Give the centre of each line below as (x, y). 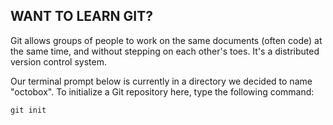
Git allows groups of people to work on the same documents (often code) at (166, 40)
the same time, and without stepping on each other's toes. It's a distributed (165, 51)
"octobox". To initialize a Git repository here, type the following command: (162, 91)
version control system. (58, 61)
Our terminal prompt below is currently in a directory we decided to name (161, 81)
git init (28, 110)
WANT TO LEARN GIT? (81, 16)
